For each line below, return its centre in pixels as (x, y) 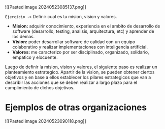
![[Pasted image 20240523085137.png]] (46, 7)
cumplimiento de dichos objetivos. (40, 88)
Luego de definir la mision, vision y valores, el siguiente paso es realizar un (81, 67)
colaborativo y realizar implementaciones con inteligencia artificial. (80, 47)
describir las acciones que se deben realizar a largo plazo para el (71, 82)
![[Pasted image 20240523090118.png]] (46, 121)
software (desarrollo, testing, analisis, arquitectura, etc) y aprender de (83, 31)
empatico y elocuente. (35, 57)
